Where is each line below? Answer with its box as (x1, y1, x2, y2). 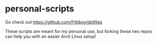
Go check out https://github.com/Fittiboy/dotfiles (5, 19, 103, 25)
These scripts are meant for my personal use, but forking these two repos (5, 28, 153, 34)
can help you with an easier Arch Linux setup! (5, 33, 96, 39)
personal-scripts (5, 3, 74, 14)
